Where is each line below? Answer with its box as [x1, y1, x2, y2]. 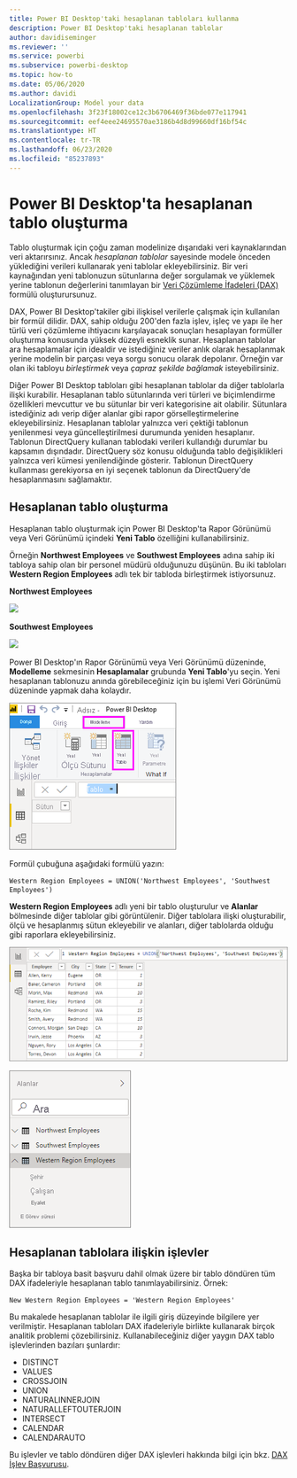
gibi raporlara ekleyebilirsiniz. [9, 929, 117, 939]
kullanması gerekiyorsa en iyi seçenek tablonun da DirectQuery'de [9, 464, 251, 475]
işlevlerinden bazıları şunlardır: [9, 1340, 121, 1350]
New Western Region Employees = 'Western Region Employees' [9, 1296, 236, 1305]
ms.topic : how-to [9, 71, 73, 80]
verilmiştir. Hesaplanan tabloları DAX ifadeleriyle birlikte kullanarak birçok [9, 1321, 276, 1332]
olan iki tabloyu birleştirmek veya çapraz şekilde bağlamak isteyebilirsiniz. [9, 362, 280, 373]
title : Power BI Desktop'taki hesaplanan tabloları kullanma [9, 14, 240, 23]
